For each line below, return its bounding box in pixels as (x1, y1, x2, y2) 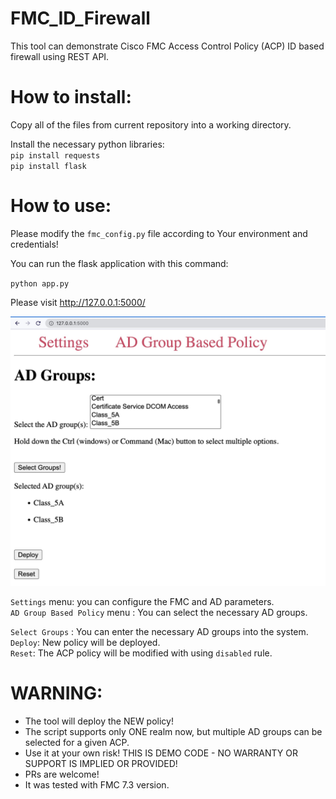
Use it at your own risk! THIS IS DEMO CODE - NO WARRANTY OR (24, 747, 299, 759)
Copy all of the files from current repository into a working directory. (10, 118, 292, 131)
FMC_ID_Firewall (10, 7, 151, 30)
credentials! (10, 238, 59, 250)
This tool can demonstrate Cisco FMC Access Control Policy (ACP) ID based (10, 40, 325, 52)
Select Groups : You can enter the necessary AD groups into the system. (10, 625, 309, 637)
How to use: (10, 195, 112, 217)
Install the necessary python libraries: (10, 138, 165, 150)
